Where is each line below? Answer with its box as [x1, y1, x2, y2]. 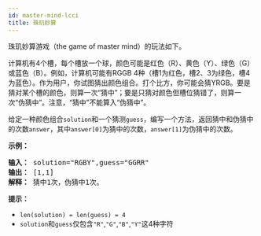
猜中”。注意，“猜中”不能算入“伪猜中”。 [24, 98, 151, 107]
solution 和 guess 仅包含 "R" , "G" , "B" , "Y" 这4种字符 [19, 219, 174, 228]
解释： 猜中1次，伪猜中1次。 [8, 178, 104, 186]
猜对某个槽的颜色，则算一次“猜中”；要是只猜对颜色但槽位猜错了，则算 [8, 87, 235, 97]
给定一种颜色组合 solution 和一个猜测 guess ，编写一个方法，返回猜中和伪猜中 [8, 114, 254, 124]
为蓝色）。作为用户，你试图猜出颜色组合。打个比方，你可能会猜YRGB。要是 [8, 78, 252, 87]
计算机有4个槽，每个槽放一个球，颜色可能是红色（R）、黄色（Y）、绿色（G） [8, 58, 254, 68]
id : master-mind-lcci [8, 11, 79, 20]
